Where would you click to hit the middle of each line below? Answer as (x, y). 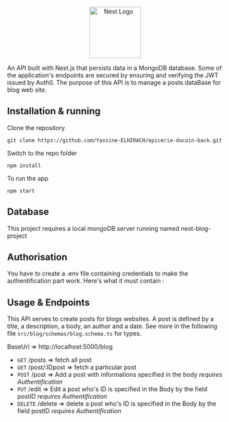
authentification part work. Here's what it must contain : (86, 281)
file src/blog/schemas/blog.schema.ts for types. (74, 334)
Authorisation (37, 257)
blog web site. (27, 90)
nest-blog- (196, 228)
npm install (24, 165)
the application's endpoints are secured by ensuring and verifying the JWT (113, 75)
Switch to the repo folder (42, 153)
